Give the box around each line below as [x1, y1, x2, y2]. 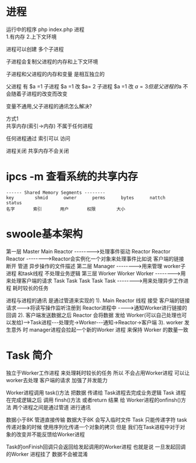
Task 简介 [6, 349, 53, 362]
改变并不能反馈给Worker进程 [16, 431, 85, 438]
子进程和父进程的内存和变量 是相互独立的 [6, 70, 105, 77]
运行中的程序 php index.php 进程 [6, 26, 85, 33]
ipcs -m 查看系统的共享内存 [6, 170, 138, 183]
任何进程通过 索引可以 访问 [6, 135, 71, 142]
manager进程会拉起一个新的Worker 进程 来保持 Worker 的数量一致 [29, 326, 188, 333]
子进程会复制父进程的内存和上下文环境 [6, 58, 98, 65]
